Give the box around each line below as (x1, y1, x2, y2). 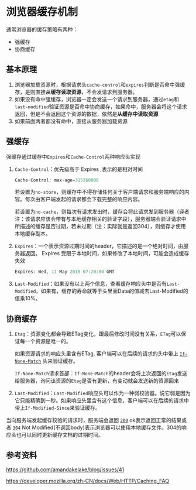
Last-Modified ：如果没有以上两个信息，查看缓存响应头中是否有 (14, 280, 167, 287)
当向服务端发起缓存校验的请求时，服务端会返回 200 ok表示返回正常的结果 (6, 417, 182, 424)
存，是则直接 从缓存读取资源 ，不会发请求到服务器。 (14, 88, 138, 95)
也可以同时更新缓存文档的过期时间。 (16, 431, 104, 438)
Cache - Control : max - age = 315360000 (14, 177, 99, 183)
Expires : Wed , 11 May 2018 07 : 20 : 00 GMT (14, 269, 115, 275)
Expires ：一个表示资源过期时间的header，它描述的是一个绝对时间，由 (14, 242, 184, 249)
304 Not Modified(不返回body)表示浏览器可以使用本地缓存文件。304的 (12, 424, 182, 431)
